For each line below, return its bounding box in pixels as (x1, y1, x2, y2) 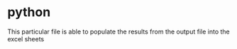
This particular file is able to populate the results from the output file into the (7, 27, 230, 36)
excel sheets (7, 34, 45, 43)
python (7, 4, 51, 20)
